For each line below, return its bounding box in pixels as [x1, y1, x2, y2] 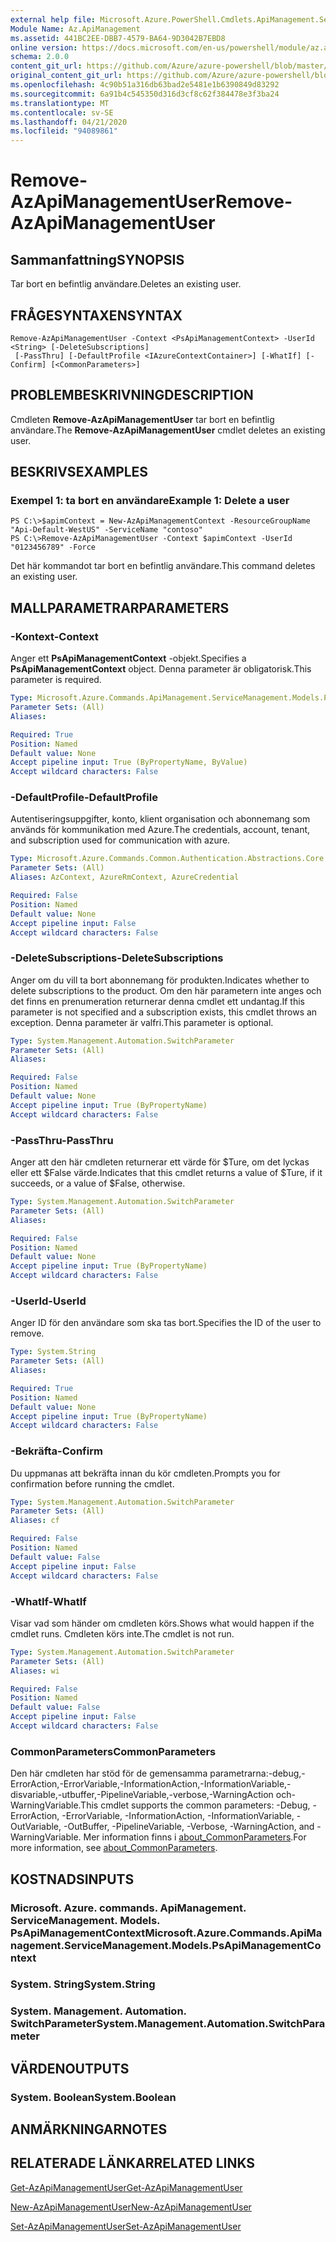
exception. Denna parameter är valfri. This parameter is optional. [10, 1016, 274, 1028]
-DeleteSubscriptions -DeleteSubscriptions [10, 951, 224, 965]
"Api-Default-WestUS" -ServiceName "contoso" [10, 525, 203, 535]
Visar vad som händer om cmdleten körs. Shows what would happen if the [10, 1617, 315, 1629]
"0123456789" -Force [10, 542, 97, 553]
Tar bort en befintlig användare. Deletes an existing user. [10, 278, 242, 290]
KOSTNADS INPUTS [10, 1871, 135, 1888]
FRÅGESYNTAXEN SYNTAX [10, 307, 183, 324]
